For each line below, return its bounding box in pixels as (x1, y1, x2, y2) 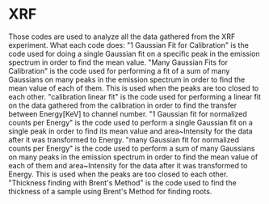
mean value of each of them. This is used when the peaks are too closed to (8, 83, 259, 93)
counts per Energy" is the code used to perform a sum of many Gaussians (8, 143, 255, 153)
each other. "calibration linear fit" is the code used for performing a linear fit (8, 91, 261, 101)
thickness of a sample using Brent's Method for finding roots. (8, 186, 212, 196)
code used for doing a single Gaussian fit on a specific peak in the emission (8, 49, 260, 58)
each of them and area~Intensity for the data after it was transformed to (8, 160, 248, 170)
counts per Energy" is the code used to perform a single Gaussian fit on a (8, 117, 253, 127)
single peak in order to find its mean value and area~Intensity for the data (8, 126, 253, 136)
